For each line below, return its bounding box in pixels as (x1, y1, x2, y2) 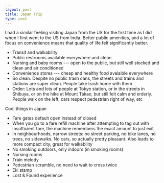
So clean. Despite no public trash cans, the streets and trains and (12, 75, 144, 81)
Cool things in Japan (5, 106, 47, 112)
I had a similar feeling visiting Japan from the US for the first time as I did (5, 30, 152, 36)
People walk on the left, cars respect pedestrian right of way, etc (12, 96, 143, 102)
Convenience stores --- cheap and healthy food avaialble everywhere (12, 70, 153, 76)
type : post (5, 16, 27, 21)
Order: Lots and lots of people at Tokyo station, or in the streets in (12, 86, 145, 92)
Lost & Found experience (12, 172, 63, 179)
